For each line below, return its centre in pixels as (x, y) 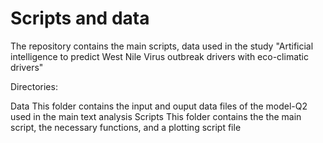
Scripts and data (80, 18)
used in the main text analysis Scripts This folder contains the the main (156, 116)
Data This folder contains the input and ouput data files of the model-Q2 (159, 106)
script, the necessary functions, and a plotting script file (126, 127)
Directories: (34, 86)
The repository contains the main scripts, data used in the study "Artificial (162, 46)
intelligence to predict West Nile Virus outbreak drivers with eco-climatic (159, 56)
